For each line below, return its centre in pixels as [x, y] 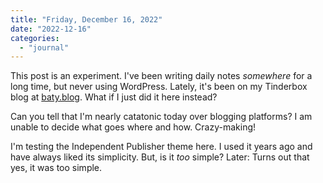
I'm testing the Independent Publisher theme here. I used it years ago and [161, 147]
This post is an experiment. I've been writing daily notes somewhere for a [161, 76]
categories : [35, 38]
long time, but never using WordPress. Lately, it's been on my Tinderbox [159, 87]
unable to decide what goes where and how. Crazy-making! [133, 127]
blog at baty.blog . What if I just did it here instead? [114, 97]
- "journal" [44, 47]
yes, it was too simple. [56, 168]
